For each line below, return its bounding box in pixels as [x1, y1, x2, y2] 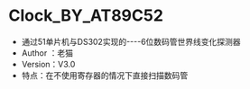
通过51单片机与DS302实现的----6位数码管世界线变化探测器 [21, 36, 241, 47]
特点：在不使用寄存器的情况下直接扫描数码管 [21, 69, 189, 81]
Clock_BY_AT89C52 [8, 5, 164, 26]
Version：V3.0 [21, 58, 76, 69]
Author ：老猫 [21, 47, 74, 58]
